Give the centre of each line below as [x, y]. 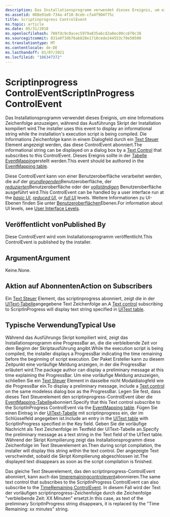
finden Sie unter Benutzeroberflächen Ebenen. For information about [92, 203]
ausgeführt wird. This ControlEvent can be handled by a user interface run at [85, 192]
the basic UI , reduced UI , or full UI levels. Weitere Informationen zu [75, 198]
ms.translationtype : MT [30, 43]
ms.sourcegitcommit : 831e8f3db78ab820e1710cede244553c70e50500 [73, 39]
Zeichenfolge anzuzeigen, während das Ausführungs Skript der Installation [83, 123]
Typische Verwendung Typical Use [60, 325]
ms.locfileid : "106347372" [34, 57]
